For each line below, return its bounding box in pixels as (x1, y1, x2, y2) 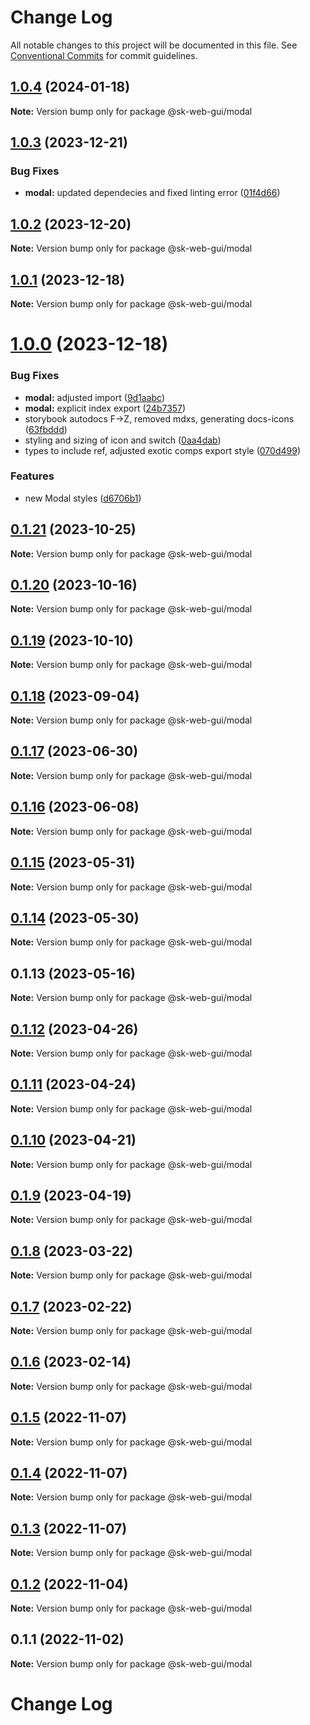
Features (10, 469, 55, 483)
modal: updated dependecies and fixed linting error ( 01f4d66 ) (24, 187, 281, 199)
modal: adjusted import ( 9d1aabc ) (24, 391, 166, 403)
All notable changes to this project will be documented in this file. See (10, 39, 298, 51)
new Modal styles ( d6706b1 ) (24, 492, 142, 504)
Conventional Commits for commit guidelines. (10, 49, 198, 61)
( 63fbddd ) (24, 423, 68, 435)
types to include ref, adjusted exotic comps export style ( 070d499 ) (24, 444, 301, 456)
